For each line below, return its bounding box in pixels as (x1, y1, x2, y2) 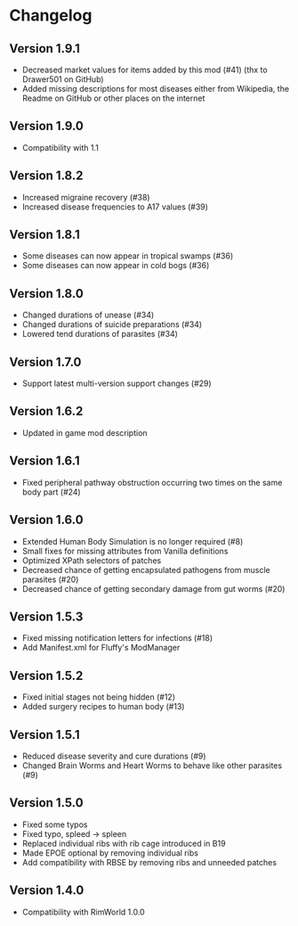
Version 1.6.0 (9, 512, 84, 528)
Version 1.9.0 (9, 119, 85, 134)
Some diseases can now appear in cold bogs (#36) (21, 260, 210, 271)
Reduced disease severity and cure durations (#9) (21, 750, 206, 761)
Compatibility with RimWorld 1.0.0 (21, 906, 145, 917)
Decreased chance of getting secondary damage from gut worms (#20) (21, 583, 286, 594)
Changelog (9, 5, 93, 26)
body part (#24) (21, 487, 82, 497)
